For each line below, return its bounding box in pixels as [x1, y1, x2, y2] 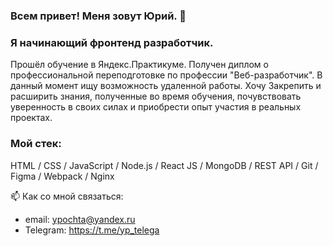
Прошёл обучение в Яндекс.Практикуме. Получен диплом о [10, 59, 269, 71]
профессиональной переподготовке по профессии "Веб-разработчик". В [10, 69, 323, 81]
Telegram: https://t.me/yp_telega [24, 224, 160, 236]
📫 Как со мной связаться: [10, 190, 124, 202]
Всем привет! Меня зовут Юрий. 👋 [10, 9, 187, 23]
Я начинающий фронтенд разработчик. [10, 35, 214, 49]
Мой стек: [10, 137, 62, 151]
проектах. [10, 112, 53, 124]
